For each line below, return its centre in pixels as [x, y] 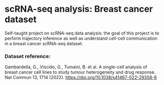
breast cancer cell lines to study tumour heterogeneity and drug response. [80, 72]
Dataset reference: [28, 56]
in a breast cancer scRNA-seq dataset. [44, 43]
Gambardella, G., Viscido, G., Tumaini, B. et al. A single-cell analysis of [76, 67]
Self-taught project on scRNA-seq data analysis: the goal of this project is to [82, 33]
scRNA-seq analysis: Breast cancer [79, 9]
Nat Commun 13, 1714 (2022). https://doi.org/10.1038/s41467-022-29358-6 [81, 78]
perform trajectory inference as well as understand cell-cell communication [81, 38]
